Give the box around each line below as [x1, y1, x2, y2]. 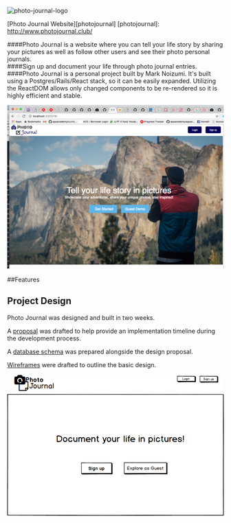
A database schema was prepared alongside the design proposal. [7, 347, 194, 356]
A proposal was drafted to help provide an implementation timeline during [7, 327, 215, 335]
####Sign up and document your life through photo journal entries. [7, 62, 197, 70]
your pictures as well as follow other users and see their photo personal [7, 48, 210, 56]
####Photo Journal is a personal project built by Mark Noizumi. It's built [7, 69, 211, 78]
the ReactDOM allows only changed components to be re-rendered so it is [7, 84, 218, 92]
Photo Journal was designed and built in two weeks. [7, 313, 155, 322]
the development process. [7, 334, 81, 342]
